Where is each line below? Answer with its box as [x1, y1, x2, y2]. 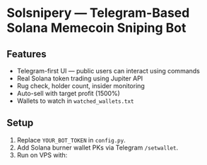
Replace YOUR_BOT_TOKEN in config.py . [16, 135, 126, 144]
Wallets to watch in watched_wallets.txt [16, 97, 134, 105]
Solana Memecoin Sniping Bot [6, 20, 187, 36]
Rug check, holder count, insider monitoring [16, 82, 146, 90]
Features [6, 48, 47, 60]
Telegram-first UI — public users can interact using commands [16, 67, 201, 75]
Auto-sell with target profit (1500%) [16, 90, 121, 97]
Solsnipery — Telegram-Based [6, 5, 190, 21]
